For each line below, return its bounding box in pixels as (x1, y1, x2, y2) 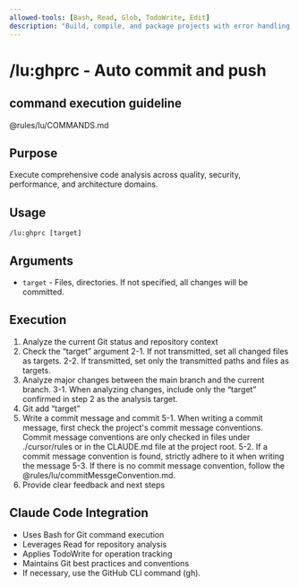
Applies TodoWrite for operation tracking (21, 548, 173, 559)
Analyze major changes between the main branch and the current (21, 374, 265, 385)
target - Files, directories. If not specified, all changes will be (21, 276, 249, 287)
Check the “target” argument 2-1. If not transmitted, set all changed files (21, 346, 289, 356)
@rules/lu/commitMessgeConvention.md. (21, 469, 176, 480)
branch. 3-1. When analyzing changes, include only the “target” (21, 383, 257, 395)
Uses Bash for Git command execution (21, 529, 165, 539)
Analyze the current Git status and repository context (21, 336, 218, 346)
